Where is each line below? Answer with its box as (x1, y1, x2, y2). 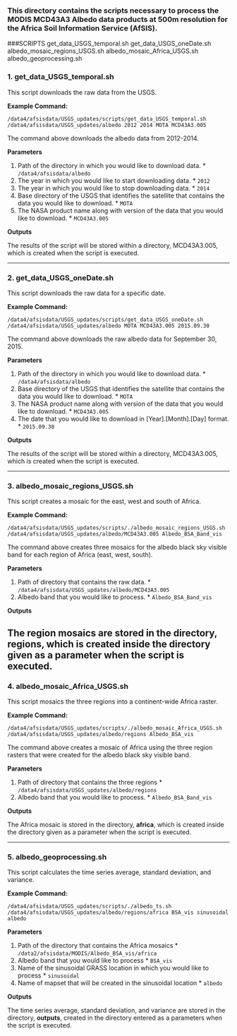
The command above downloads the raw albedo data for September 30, (7, 335, 217, 343)
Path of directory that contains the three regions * (17, 778, 162, 786)
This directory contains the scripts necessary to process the (7, 6, 219, 16)
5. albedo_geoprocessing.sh (7, 852, 107, 862)
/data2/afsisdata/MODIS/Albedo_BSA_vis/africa (17, 950, 157, 958)
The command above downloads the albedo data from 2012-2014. (7, 133, 200, 143)
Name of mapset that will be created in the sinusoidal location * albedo (17, 979, 223, 987)
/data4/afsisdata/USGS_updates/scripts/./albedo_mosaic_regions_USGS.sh (7, 524, 226, 531)
